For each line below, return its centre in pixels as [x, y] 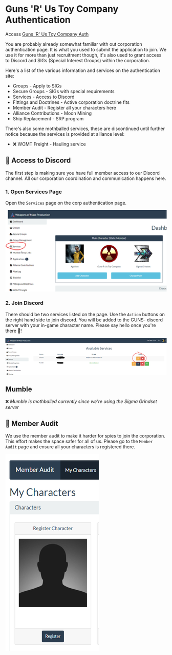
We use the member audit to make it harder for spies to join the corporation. [85, 436]
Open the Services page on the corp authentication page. [66, 203]
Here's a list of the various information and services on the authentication [83, 70]
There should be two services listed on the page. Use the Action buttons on [85, 314]
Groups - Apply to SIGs [37, 86]
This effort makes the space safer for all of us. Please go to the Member [79, 441]
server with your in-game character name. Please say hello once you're [81, 325]
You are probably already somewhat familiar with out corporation [74, 44]
